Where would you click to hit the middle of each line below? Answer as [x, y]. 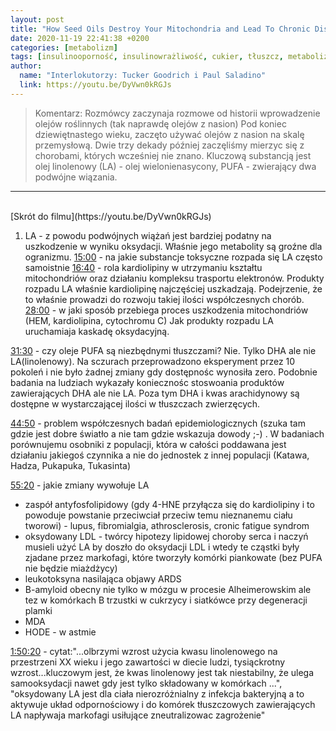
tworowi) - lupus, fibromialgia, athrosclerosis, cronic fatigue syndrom [167, 525]
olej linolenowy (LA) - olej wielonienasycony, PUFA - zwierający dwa [175, 166]
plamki [38, 610]
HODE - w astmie [60, 632]
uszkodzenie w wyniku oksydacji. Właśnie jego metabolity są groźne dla [173, 246]
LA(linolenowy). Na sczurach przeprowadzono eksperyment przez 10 [153, 361]
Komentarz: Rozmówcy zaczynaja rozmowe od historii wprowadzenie [177, 113]
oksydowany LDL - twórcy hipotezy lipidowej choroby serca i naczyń [166, 536]
